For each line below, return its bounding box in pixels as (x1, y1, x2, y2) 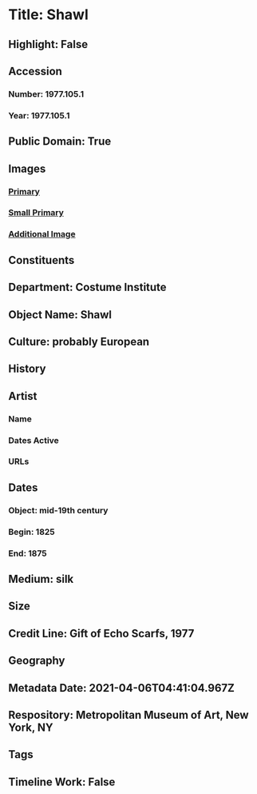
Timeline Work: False (8, 775, 116, 788)
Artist (8, 389, 38, 403)
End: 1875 (8, 548, 48, 559)
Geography (8, 654, 65, 668)
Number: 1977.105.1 (8, 88, 85, 99)
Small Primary (8, 207, 64, 218)
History (8, 362, 46, 376)
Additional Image (8, 229, 76, 240)
